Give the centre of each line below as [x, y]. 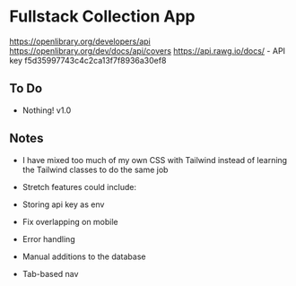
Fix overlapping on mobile [70, 221]
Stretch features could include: [79, 186]
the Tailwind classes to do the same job [95, 169]
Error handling [48, 238]
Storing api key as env [63, 204]
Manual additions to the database [84, 256]
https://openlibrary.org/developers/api [80, 41]
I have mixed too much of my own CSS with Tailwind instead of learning [155, 160]
